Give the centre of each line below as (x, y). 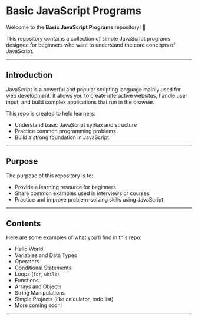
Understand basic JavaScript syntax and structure (76, 124)
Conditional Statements (43, 268)
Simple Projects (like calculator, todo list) (64, 299)
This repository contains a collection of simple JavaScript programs (88, 38)
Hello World (29, 249)
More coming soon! (38, 305)
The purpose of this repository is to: (49, 176)
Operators (27, 262)
